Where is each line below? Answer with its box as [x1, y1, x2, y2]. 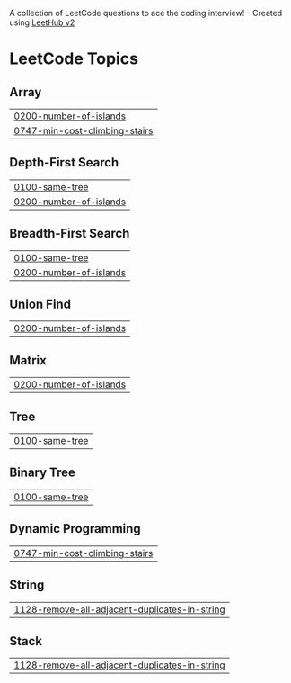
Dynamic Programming [9, 521, 141, 536]
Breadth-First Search [9, 226, 130, 241]
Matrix [9, 353, 47, 368]
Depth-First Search [9, 155, 119, 170]
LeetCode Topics [9, 49, 139, 69]
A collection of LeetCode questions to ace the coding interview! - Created [9, 8, 283, 18]
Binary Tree [9, 465, 76, 481]
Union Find [9, 297, 72, 312]
